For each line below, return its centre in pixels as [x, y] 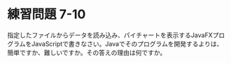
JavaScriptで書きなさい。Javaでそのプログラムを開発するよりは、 [127, 43]
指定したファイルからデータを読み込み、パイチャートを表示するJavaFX [110, 35]
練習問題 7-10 [47, 14]
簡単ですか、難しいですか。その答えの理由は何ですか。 [87, 52]
